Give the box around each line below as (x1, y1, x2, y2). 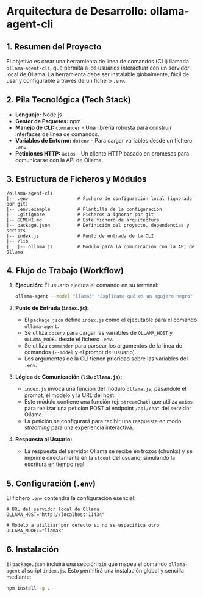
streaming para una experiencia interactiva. (24, 424, 134, 431)
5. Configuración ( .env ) (6, 478, 96, 488)
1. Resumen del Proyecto (6, 41, 102, 52)
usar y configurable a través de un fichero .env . (6, 77, 126, 84)
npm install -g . (6, 585, 51, 591)
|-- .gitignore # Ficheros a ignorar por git (6, 212, 154, 218)
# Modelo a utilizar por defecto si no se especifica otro (6, 523, 160, 529)
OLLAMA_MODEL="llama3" (6, 527, 64, 534)
